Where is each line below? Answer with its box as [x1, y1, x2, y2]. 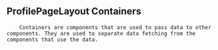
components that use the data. [6, 36, 98, 43]
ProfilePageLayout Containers [6, 6, 141, 17]
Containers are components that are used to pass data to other [19, 24, 212, 31]
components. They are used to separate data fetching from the [6, 30, 196, 37]
